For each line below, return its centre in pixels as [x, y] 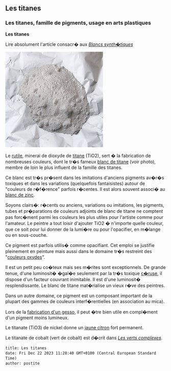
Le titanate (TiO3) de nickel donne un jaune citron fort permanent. [75, 327]
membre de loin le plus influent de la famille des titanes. [64, 167]
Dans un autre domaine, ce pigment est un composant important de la [79, 295]
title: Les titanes [26, 348]
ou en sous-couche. [27, 235]
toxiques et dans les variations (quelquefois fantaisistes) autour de [75, 183]
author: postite [22, 363]
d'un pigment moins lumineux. [37, 317]
